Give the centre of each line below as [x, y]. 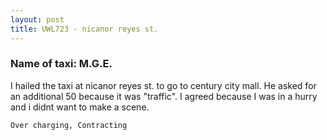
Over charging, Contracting [69, 125]
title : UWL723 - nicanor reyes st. [84, 29]
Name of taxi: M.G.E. [61, 64]
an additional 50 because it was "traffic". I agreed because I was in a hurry [164, 96]
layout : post [37, 19]
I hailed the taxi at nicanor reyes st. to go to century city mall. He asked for [163, 85]
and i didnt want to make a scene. [80, 107]
